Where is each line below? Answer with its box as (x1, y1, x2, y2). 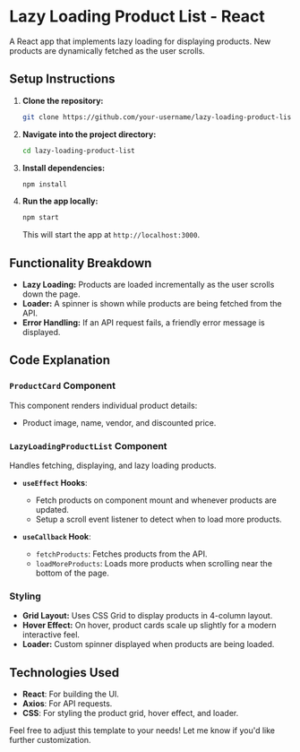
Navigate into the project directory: (21, 128, 157, 140)
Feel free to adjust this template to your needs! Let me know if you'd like (9, 725, 276, 736)
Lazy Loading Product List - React (9, 6, 266, 27)
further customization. (9, 735, 91, 746)
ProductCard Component (9, 379, 116, 392)
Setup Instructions (9, 72, 116, 87)
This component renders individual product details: (9, 400, 198, 411)
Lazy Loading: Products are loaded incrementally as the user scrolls (21, 280, 275, 290)
